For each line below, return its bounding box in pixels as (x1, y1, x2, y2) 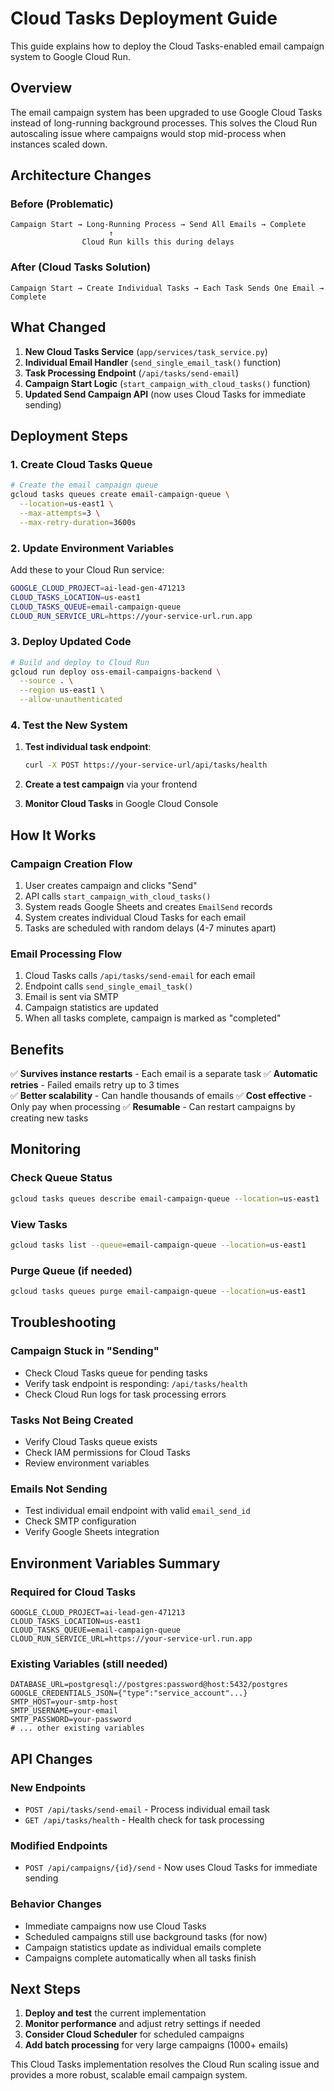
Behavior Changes (10, 1897, 102, 1911)
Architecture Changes (10, 167, 152, 184)
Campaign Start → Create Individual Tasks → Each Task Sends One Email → (10, 283, 325, 293)
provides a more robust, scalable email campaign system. (10, 2069, 248, 2081)
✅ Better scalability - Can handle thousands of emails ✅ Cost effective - (10, 1090, 313, 1102)
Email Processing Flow (10, 947, 123, 961)
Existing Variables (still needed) (10, 1657, 168, 1671)
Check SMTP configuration (24, 1515, 137, 1527)
